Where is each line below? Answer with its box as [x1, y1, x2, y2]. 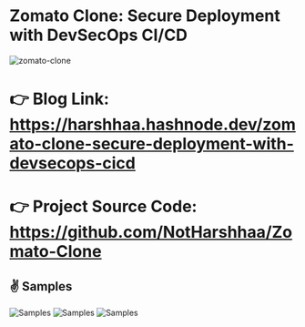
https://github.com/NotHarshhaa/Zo [9, 222, 293, 242]
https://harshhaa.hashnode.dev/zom [9, 115, 296, 135]
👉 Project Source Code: [9, 197, 198, 217]
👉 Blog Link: [9, 88, 109, 109]
